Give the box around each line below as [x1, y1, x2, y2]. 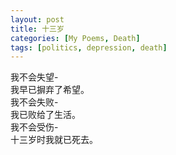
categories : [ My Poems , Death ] [10, 33, 141, 43]
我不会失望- [10, 71, 59, 83]
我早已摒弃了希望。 [10, 84, 90, 96]
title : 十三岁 [10, 24, 65, 34]
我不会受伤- [10, 121, 59, 133]
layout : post [10, 14, 65, 25]
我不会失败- [10, 96, 59, 108]
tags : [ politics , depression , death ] [10, 42, 168, 53]
